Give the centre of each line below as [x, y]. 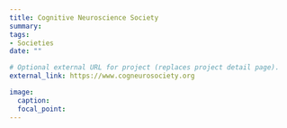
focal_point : [42, 109]
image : [22, 92]
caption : [34, 100]
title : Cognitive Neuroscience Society [84, 18]
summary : [26, 26]
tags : [19, 34]
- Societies [31, 43]
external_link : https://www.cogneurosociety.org [102, 76]
